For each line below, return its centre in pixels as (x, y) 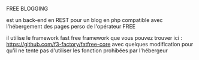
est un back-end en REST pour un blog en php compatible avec (85, 20)
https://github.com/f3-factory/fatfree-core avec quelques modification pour (100, 44)
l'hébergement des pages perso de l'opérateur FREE (71, 26)
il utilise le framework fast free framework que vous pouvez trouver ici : (94, 38)
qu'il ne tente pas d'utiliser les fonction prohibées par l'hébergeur (87, 50)
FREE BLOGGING (27, 9)
